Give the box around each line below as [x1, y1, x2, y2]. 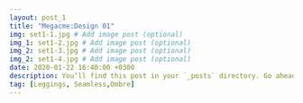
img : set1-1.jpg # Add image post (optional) [9, 30, 183, 39]
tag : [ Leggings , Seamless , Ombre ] [9, 80, 135, 89]
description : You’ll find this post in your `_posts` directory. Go [9, 72, 272, 81]
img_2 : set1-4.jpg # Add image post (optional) [9, 55, 192, 64]
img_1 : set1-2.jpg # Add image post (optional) [9, 38, 192, 47]
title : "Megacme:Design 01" [9, 21, 115, 30]
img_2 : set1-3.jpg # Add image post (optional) [9, 47, 192, 56]
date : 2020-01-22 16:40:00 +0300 [9, 64, 135, 73]
